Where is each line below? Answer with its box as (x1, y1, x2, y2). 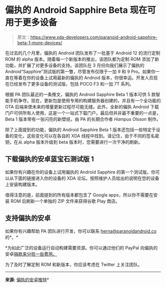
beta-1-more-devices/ (17, 40, 63, 46)
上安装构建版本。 (5, 181, 40, 187)
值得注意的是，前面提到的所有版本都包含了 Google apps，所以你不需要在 (5, 191, 154, 198)
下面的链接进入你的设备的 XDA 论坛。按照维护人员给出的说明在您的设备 (13, 175, 160, 181)
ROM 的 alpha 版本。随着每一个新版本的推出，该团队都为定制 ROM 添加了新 (5, 56, 160, 62)
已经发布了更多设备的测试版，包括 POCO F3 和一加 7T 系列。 (9, 81, 134, 87)
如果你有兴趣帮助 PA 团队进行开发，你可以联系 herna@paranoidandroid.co (5, 228, 157, 234)
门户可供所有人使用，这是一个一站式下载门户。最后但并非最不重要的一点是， (5, 110, 161, 116)
